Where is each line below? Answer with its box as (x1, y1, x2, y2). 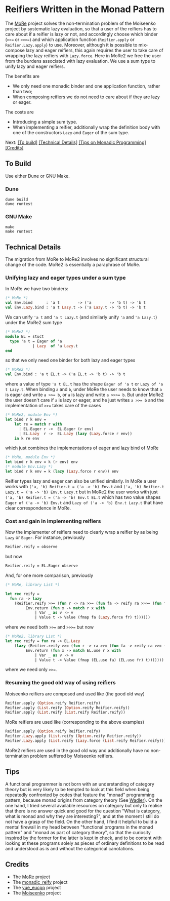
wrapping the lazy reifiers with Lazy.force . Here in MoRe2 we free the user (5, 52, 161, 59)
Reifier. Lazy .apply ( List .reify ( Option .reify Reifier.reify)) (5, 733, 142, 739)
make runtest (5, 229, 33, 234)
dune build (5, 197, 28, 202)
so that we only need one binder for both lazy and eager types (5, 357, 136, 363)
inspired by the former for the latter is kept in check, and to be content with (5, 835, 162, 841)
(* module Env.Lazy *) (5, 464, 53, 469)
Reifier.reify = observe (5, 544, 58, 550)
